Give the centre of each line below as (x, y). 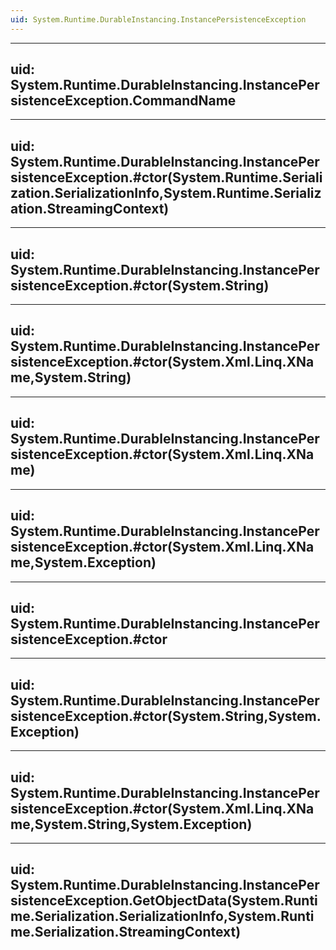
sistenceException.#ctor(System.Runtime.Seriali (166, 177)
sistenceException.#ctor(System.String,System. (166, 716)
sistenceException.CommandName (123, 101)
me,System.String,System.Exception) (131, 824)
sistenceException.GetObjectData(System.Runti (164, 901)
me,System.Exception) (83, 562)
